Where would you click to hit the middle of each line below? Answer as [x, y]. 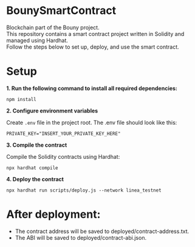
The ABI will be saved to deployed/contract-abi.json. [81, 237]
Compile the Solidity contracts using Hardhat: [63, 156]
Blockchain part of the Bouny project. [53, 27]
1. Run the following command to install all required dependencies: [92, 88]
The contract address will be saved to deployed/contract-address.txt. [102, 231]
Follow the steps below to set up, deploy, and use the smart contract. [93, 47]
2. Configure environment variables [52, 111]
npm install [21, 99]
